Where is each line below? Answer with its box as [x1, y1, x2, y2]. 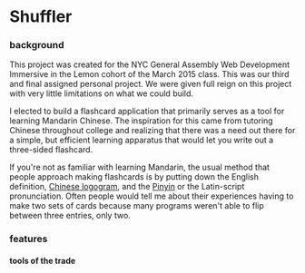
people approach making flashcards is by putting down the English [9, 171, 259, 182]
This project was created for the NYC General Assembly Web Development [9, 59, 290, 70]
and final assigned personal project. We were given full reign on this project [9, 79, 292, 90]
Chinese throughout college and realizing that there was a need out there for [9, 125, 296, 136]
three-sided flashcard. [9, 144, 93, 155]
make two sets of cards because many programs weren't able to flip [9, 200, 265, 211]
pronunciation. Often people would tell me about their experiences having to [9, 190, 294, 201]
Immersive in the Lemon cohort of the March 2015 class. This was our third [9, 69, 290, 80]
